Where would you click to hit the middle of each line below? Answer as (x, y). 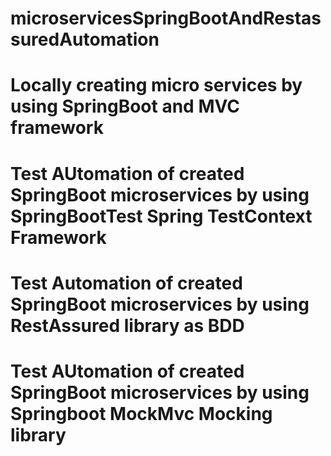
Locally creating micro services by (156, 85)
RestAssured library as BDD (127, 325)
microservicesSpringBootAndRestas (166, 18)
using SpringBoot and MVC (125, 106)
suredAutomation (85, 39)
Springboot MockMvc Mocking (141, 413)
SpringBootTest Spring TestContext (161, 216)
